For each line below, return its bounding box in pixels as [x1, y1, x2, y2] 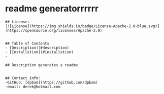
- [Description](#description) [5, 45, 69, 50]
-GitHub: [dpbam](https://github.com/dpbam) [5, 80, 98, 85]
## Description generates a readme [5, 62, 78, 67]
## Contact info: [5, 75, 41, 81]
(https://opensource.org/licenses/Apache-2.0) [5, 28, 102, 33]
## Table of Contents [5, 41, 50, 46]
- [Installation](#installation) [5, 49, 74, 54]
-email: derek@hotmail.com [5, 84, 61, 89]
